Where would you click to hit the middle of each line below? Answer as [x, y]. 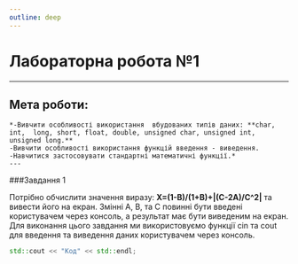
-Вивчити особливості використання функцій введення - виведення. [134, 148]
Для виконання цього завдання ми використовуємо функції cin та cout [143, 226]
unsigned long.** [41, 141]
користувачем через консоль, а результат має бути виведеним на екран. [149, 216]
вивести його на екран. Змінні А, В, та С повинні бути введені [126, 207]
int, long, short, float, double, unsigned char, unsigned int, [132, 133]
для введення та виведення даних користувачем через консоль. [132, 235]
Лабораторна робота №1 [105, 61]
